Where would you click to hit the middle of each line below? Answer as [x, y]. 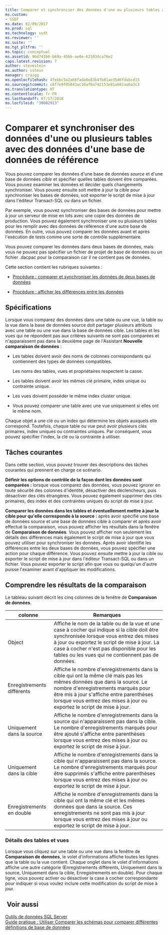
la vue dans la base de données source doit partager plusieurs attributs [79, 325]
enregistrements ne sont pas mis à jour [99, 813]
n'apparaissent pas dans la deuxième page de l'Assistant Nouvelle [74, 341]
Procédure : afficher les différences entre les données [68, 292]
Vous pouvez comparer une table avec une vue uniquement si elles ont [85, 406]
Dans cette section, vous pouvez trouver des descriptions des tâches [77, 464]
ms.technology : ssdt [27, 33]
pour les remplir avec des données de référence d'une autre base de [76, 226]
